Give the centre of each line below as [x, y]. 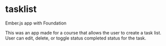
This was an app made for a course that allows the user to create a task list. [83, 32]
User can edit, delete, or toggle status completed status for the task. [76, 38]
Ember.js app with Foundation [36, 23]
